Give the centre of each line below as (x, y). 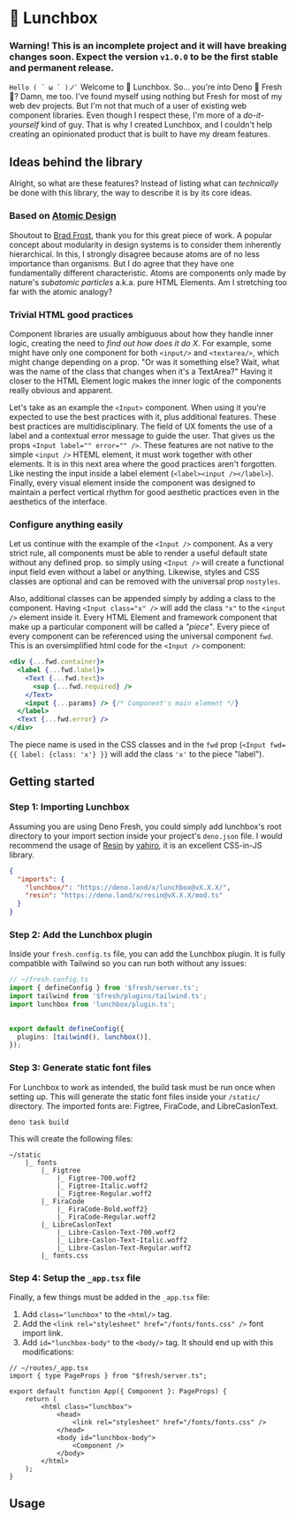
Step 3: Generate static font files (80, 1068)
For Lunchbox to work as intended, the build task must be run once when (142, 1087)
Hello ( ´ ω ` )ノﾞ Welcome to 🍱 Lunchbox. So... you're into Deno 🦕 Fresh (146, 87)
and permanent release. (62, 68)
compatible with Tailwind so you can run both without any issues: (128, 964)
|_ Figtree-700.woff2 (96, 1178)
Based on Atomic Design (63, 216)
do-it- (254, 115)
